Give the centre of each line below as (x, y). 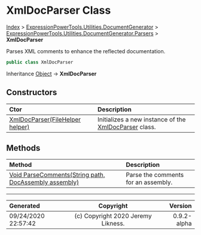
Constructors (32, 92)
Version (180, 206)
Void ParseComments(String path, (57, 175)
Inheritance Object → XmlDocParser (51, 74)
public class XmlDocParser (40, 62)
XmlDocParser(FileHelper (45, 119)
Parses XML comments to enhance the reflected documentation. (86, 51)
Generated (25, 206)
